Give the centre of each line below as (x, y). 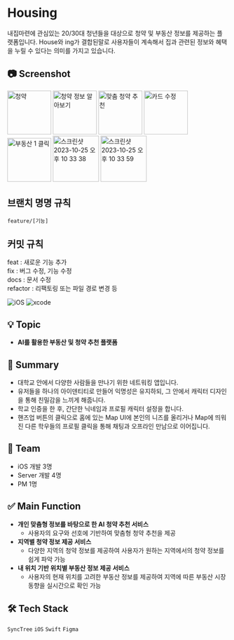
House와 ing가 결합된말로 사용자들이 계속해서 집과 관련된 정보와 (126, 42)
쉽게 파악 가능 (47, 559)
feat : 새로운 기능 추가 (37, 262)
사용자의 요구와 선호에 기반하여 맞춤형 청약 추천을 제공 (102, 533)
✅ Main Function (44, 507)
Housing (32, 13)
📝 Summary (33, 364)
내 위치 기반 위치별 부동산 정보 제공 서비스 (73, 568)
